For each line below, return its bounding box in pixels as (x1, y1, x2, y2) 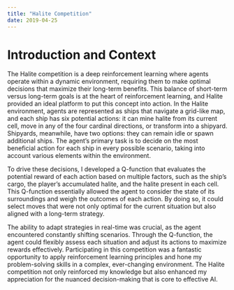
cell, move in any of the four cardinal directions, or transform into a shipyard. (7, 122, 228, 130)
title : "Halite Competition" (7, 10, 92, 17)
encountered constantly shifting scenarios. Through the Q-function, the (7, 231, 213, 239)
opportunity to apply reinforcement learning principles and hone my (7, 253, 203, 261)
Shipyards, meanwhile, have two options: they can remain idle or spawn (7, 129, 214, 138)
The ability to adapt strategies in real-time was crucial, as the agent (7, 223, 201, 231)
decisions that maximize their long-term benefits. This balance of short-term (7, 85, 228, 93)
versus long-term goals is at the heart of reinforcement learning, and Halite (7, 92, 224, 101)
